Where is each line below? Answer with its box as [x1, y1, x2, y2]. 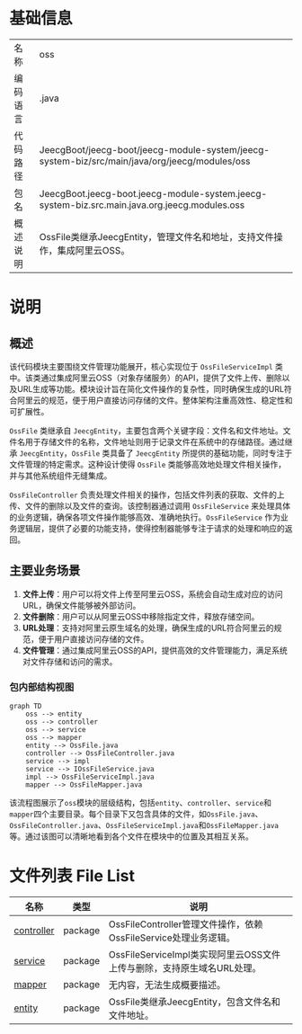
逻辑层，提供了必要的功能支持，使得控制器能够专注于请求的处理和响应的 [16, 522, 285, 533]
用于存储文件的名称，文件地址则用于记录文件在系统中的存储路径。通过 [24, 436, 285, 447]
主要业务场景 [9, 563, 81, 578]
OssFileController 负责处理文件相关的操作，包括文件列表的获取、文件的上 [9, 489, 285, 500]
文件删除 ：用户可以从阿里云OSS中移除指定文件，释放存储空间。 [22, 611, 260, 621]
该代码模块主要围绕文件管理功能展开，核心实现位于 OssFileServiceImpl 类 [9, 361, 283, 371]
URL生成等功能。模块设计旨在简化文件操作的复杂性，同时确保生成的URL [16, 383, 285, 394]
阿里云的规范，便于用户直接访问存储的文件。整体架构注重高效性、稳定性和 [16, 395, 293, 406]
